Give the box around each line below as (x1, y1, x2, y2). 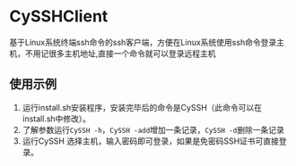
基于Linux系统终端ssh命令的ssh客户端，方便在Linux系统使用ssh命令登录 (9, 37, 277, 47)
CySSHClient (9, 6, 109, 27)
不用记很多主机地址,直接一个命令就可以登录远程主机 (24, 47, 217, 59)
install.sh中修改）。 (22, 113, 91, 124)
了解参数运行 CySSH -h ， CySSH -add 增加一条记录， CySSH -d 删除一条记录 (22, 124, 284, 135)
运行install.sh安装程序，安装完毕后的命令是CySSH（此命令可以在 (22, 102, 263, 112)
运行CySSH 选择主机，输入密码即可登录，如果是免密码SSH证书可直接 (22, 136, 280, 146)
